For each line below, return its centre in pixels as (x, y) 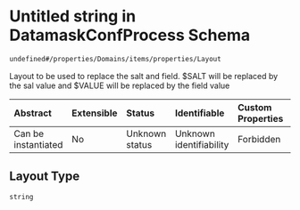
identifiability (202, 144)
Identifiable (200, 113)
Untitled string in (73, 16)
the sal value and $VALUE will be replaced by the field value (120, 85)
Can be (29, 133)
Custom (255, 107)
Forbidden (259, 139)
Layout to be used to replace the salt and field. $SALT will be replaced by (144, 76)
